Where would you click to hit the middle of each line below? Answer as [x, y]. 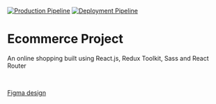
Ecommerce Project [65, 39]
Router [17, 66]
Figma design [27, 92]
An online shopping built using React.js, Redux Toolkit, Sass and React [108, 58]
